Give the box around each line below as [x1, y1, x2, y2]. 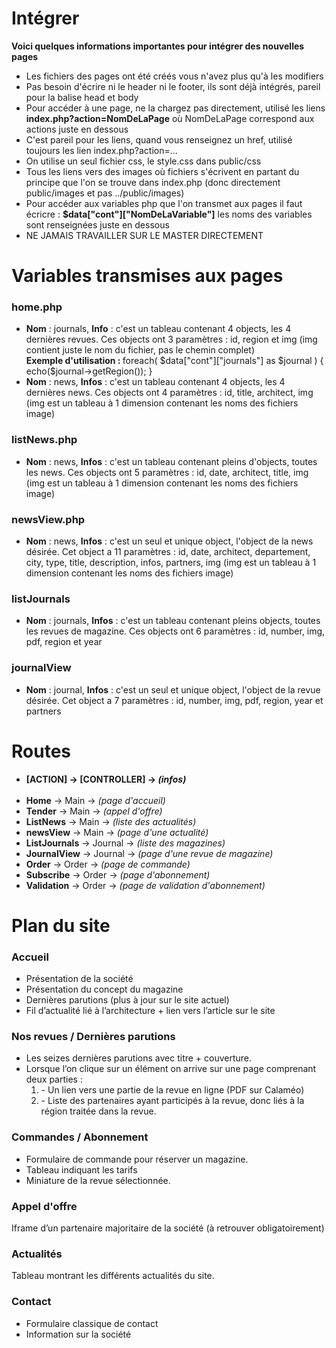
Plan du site [11, 914, 111, 937]
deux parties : [25, 1073, 83, 1086]
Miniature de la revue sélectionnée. [25, 1174, 171, 1186]
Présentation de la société [25, 973, 134, 985]
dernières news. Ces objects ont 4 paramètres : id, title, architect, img [25, 387, 314, 399]
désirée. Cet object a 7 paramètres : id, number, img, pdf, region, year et [25, 694, 324, 706]
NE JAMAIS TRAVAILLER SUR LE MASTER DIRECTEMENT [25, 229, 264, 241]
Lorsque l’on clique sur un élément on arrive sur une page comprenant [25, 1063, 317, 1075]
